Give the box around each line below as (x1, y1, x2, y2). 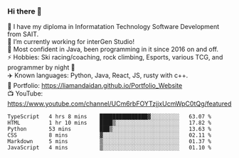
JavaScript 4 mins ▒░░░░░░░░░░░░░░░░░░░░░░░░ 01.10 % (7, 145, 212, 152)
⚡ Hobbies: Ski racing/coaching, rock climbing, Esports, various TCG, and (7, 53, 223, 62)
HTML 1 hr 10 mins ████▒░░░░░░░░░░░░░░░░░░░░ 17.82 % (7, 120, 212, 127)
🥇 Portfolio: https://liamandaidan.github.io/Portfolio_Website (7, 81, 183, 90)
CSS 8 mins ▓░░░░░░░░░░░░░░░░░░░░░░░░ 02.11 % (7, 132, 212, 139)
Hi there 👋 (7, 6, 43, 16)
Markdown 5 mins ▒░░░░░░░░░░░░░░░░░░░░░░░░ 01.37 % (7, 138, 212, 145)
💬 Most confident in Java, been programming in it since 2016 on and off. (7, 45, 219, 54)
